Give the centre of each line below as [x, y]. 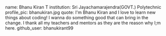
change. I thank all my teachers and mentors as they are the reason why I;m [83, 23]
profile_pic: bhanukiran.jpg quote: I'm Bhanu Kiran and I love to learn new [81, 12]
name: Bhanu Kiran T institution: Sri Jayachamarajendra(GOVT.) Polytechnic [83, 7]
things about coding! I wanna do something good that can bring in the [77, 18]
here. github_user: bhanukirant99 [39, 28]
